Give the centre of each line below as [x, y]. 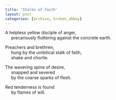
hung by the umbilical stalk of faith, [46, 52]
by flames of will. [28, 92]
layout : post [18, 14]
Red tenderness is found [30, 87]
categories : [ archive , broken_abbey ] [44, 19]
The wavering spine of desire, [35, 67]
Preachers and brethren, [30, 48]
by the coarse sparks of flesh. [41, 78]
